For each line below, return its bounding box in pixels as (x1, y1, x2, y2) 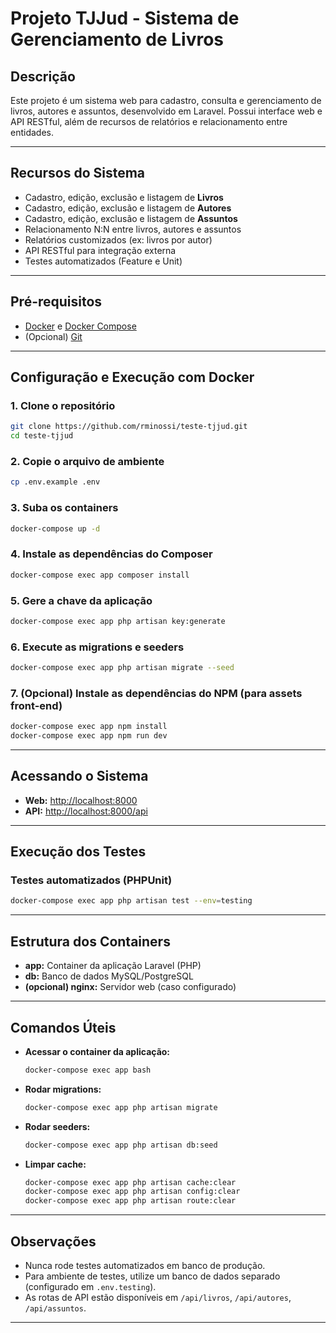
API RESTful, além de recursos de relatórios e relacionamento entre (10, 116, 288, 127)
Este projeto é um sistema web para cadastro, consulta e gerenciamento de (10, 95, 322, 106)
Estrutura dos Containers (10, 933, 171, 950)
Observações (10, 1233, 97, 1250)
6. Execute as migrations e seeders (10, 640, 185, 654)
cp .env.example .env (10, 477, 101, 487)
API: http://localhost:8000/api (24, 805, 148, 817)
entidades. (10, 127, 54, 138)
